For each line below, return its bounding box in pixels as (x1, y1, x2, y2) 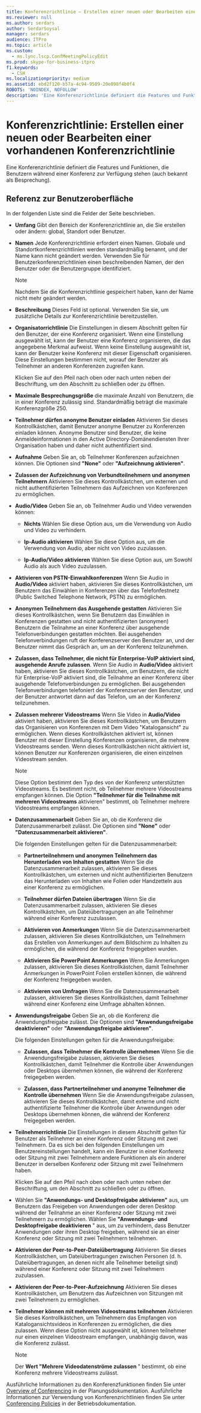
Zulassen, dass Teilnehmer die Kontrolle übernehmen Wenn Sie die (23, 1048, 194, 1055)
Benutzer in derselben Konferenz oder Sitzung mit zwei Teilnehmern (14, 1160, 184, 1167)
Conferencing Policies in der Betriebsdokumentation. (6, 1400, 136, 1407)
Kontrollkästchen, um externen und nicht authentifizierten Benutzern (23, 871, 193, 878)
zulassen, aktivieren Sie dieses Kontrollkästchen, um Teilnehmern (23, 932, 185, 939)
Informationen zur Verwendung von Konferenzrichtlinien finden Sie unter (6, 1393, 185, 1400)
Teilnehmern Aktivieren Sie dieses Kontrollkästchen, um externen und (14, 477, 188, 485)
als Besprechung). (6, 176, 51, 184)
